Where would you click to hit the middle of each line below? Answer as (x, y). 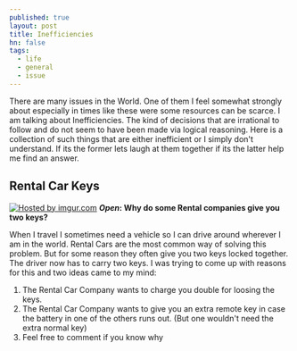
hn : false (28, 42)
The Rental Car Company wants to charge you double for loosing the (148, 289)
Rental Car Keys (54, 186)
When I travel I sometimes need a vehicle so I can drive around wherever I (145, 234)
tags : (19, 51)
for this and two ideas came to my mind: (83, 272)
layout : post (33, 26)
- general (35, 68)
